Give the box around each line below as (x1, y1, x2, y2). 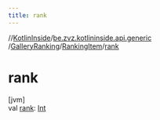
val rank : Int (8, 103, 46, 112)
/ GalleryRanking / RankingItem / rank (8, 41, 119, 51)
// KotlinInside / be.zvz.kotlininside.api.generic (8, 33, 152, 42)
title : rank (8, 11, 47, 20)
